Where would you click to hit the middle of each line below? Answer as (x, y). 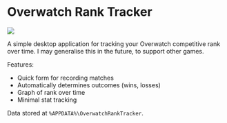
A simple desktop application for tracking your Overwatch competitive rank (114, 44)
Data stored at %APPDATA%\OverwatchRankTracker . (75, 113)
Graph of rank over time (51, 92)
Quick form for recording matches (65, 78)
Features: (21, 64)
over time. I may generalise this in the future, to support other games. (106, 51)
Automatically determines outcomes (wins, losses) (89, 85)
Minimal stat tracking (47, 100)
